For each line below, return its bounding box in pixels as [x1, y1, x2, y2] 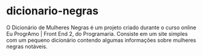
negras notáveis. [6, 43, 48, 50]
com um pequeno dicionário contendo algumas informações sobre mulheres [6, 36, 197, 43]
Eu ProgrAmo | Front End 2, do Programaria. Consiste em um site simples [6, 30, 188, 37]
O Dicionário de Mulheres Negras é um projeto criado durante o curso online [6, 24, 197, 31]
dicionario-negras [6, 4, 99, 18]
